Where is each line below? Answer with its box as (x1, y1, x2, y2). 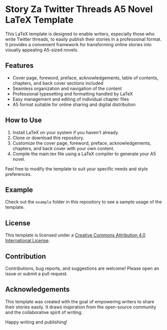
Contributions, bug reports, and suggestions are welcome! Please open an (5, 265, 159, 271)
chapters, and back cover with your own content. (12, 145, 115, 151)
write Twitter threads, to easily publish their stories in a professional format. (5, 36, 162, 42)
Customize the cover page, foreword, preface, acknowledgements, (12, 140, 152, 146)
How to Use (5, 116, 42, 125)
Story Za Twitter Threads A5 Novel (5, 4, 153, 15)
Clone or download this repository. (12, 135, 85, 141)
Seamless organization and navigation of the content (12, 85, 122, 91)
